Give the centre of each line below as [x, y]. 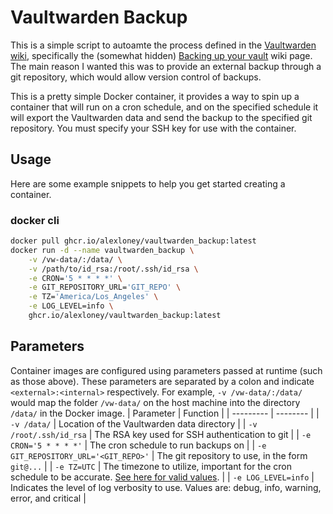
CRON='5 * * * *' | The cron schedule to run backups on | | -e [138, 445]
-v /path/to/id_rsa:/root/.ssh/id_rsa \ [113, 269]
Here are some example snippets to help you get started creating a [148, 183]
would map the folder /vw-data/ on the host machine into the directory [155, 402]
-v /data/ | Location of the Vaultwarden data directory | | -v [134, 423]
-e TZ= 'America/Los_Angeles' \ [93, 297]
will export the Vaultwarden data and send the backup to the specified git [161, 117]
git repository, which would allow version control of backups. [136, 77]
